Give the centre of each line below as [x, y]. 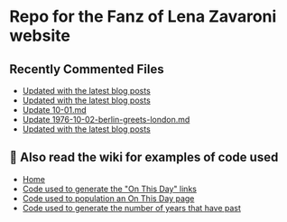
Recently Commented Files [87, 69]
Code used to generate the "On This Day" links [109, 189]
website [40, 36]
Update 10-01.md [55, 110]
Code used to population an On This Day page [108, 198]
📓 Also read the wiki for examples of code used [144, 157]
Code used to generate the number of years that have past [132, 208]
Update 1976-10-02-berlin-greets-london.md [106, 120]
